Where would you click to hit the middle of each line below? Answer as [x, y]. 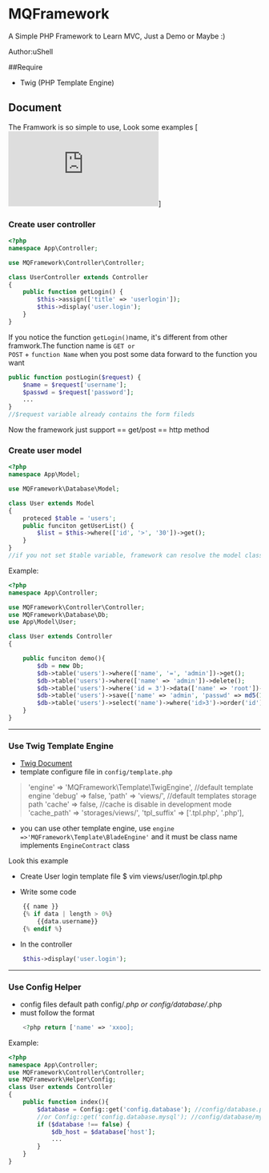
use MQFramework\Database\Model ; [64, 489]
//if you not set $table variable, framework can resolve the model [125, 556]
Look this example [38, 861]
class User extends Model [51, 503]
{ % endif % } [42, 929]
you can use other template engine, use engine [97, 828]
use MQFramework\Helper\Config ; [62, 1080]
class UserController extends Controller [78, 277]
